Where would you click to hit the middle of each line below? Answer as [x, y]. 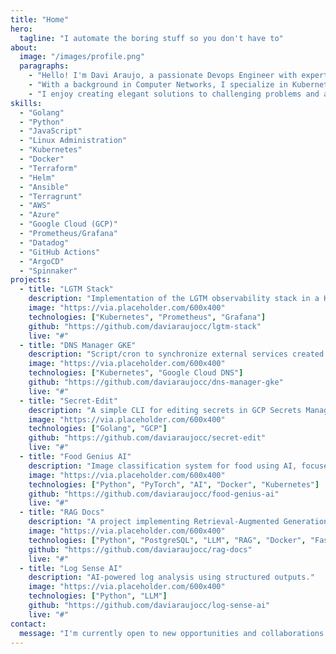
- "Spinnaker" [48, 271]
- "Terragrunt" [51, 196]
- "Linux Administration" [73, 141]
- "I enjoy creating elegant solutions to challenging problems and [174, 94]
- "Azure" [39, 215]
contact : [28, 624]
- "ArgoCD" [42, 261]
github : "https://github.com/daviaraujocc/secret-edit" [147, 438]
